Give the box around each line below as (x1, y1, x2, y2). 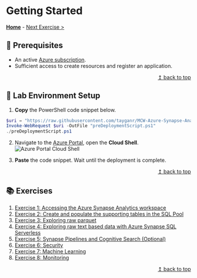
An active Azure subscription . (14, 56, 86, 63)
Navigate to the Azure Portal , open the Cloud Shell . (14, 139, 139, 146)
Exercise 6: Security (14, 242, 63, 249)
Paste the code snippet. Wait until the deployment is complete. (14, 157, 167, 164)
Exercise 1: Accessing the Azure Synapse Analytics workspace (14, 204, 167, 211)
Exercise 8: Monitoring (14, 254, 69, 261)
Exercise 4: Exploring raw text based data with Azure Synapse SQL (14, 223, 177, 230)
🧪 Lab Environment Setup (6, 91, 101, 101)
